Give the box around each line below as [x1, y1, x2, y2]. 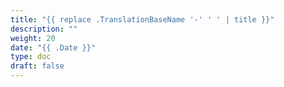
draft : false [10, 61, 65, 71]
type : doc [10, 52, 52, 62]
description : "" [10, 24, 78, 34]
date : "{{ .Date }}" [10, 42, 97, 53]
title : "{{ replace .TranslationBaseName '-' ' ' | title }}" [10, 14, 275, 25]
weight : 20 [10, 33, 56, 43]
